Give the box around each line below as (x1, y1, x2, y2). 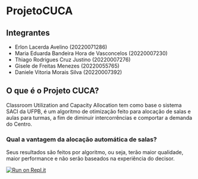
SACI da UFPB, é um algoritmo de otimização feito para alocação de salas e (6, 108, 191, 115)
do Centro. (6, 120, 33, 127)
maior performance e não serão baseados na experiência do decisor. (6, 155, 175, 162)
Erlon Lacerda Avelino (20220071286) (14, 43, 108, 50)
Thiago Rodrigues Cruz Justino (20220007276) (14, 56, 131, 63)
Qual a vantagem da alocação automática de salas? (6, 135, 157, 143)
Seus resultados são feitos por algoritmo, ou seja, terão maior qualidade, (6, 149, 184, 156)
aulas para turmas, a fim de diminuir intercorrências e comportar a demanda (6, 114, 193, 121)
